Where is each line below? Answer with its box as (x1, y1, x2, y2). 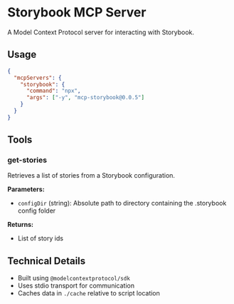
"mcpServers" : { (14, 74, 62, 81)
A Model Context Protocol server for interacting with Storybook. (7, 28, 194, 36)
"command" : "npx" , (26, 87, 81, 95)
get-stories (7, 155, 48, 165)
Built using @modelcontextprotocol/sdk (17, 274, 130, 283)
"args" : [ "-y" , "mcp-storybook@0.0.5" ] (26, 94, 144, 101)
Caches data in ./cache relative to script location (17, 289, 160, 298)
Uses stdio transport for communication (17, 281, 135, 290)
